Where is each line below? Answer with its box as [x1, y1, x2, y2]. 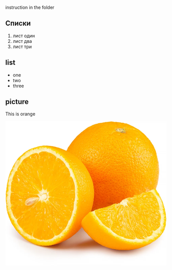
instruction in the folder [5, 5, 55, 10]
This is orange [5, 111, 36, 117]
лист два [12, 38, 32, 44]
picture [5, 97, 29, 106]
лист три [12, 43, 32, 50]
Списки [5, 19, 31, 28]
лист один [12, 33, 35, 39]
